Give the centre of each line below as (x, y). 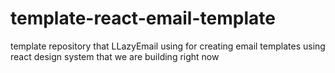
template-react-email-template (143, 18)
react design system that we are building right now (115, 56)
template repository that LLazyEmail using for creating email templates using (168, 46)
